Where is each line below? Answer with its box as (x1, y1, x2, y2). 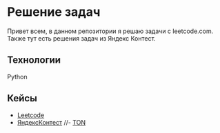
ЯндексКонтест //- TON (17, 118, 86, 126)
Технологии (7, 54, 61, 66)
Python (7, 72, 28, 81)
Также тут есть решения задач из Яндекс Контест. (7, 34, 157, 42)
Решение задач (7, 4, 101, 20)
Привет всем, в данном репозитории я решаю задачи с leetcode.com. (7, 27, 214, 35)
